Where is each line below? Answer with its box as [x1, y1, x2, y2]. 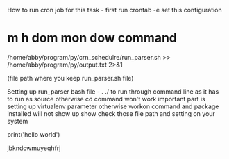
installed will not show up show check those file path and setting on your [7, 109, 215, 117]
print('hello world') [7, 130, 60, 138]
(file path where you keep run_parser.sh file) [7, 74, 134, 82]
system [7, 117, 28, 125]
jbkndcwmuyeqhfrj [7, 144, 61, 152]
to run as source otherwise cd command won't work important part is [7, 94, 206, 103]
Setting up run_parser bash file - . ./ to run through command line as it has [7, 87, 219, 96]
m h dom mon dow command [7, 31, 178, 46]
